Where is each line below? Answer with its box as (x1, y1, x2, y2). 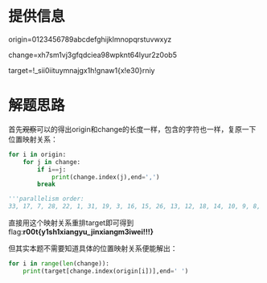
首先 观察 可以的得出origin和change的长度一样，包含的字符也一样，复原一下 (8, 124, 257, 133)
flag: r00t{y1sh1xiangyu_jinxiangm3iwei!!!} (8, 227, 154, 236)
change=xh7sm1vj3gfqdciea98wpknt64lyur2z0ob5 (8, 50, 177, 59)
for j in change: (23, 158, 81, 166)
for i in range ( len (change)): (8, 260, 110, 268)
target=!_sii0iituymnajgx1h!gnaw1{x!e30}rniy (8, 65, 155, 75)
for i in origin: (8, 150, 67, 158)
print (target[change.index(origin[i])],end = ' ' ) (23, 267, 189, 275)
